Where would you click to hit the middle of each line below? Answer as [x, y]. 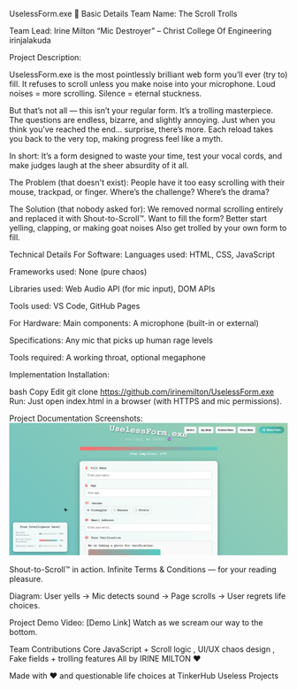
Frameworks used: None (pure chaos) [78, 271]
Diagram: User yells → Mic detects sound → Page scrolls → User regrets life [148, 596]
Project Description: [46, 57]
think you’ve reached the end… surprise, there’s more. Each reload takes [141, 129]
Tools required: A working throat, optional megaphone [107, 357]
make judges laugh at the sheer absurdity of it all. [99, 165]
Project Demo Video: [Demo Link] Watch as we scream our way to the [136, 623]
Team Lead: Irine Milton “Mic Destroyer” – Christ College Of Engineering [141, 31]
